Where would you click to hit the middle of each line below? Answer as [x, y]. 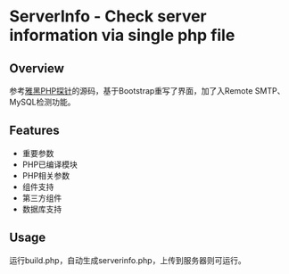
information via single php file [122, 35]
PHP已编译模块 [50, 164]
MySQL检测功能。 [42, 102]
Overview [37, 68]
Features [34, 131]
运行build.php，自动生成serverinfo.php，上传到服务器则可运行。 [128, 260]
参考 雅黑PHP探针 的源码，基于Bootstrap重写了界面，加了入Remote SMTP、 [147, 91]
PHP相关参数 [46, 175]
